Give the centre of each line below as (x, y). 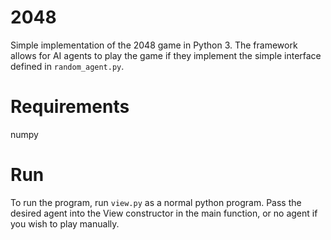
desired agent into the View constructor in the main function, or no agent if (164, 213)
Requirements (70, 107)
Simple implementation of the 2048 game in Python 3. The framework (154, 45)
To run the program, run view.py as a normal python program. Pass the (156, 202)
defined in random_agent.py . (67, 66)
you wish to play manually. (65, 223)
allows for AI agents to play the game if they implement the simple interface (166, 55)
